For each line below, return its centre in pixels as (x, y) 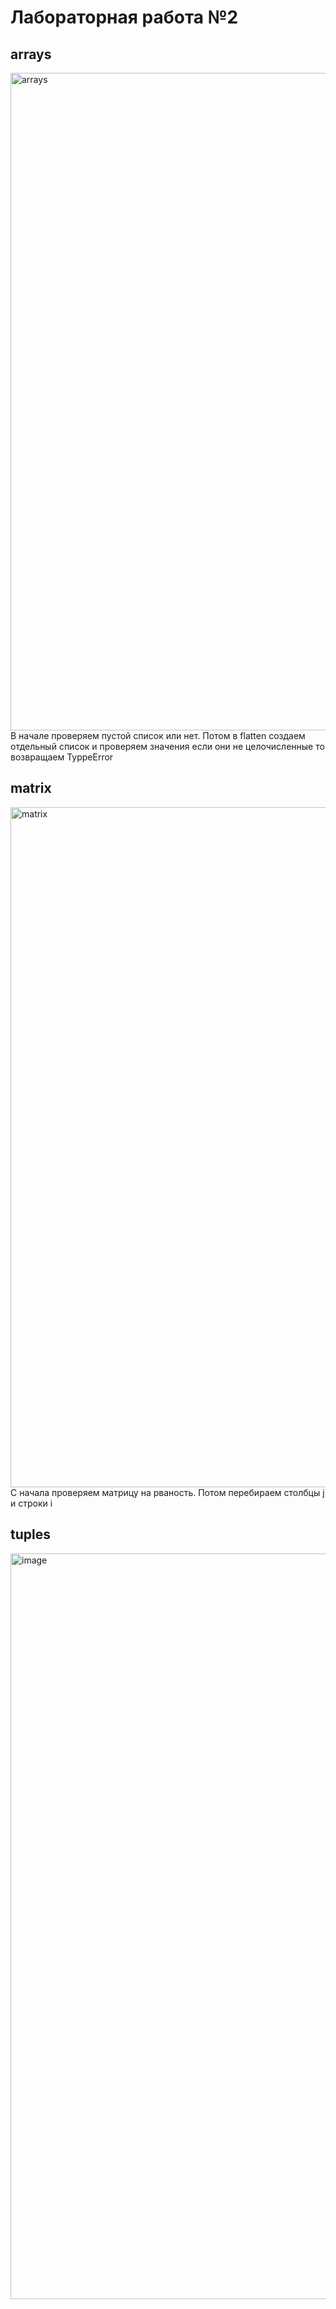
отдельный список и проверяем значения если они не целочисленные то (167, 746)
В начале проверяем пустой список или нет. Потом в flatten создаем (158, 735)
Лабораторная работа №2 (124, 17)
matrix (31, 788)
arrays (31, 54)
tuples (30, 1534)
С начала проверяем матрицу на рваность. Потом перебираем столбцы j (167, 1492)
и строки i (31, 1503)
